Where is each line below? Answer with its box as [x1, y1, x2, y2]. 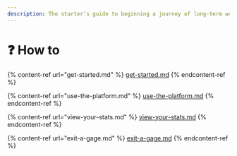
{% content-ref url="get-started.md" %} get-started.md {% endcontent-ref [7, 70, 226, 78]
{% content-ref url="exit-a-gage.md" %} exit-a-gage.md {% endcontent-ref [7, 133, 229, 142]
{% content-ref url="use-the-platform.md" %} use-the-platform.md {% [7, 91, 214, 100]
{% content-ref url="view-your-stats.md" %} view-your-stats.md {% [7, 112, 207, 121]
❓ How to [7, 42, 60, 58]
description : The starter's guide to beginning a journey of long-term [7, 10, 222, 18]
